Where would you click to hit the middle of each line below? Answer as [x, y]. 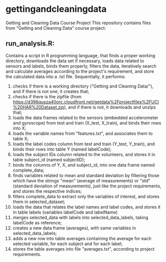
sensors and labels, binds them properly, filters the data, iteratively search [81, 66]
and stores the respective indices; [47, 191]
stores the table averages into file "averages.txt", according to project [83, 249]
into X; [20, 128]
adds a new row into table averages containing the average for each [82, 238]
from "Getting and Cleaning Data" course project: [56, 28]
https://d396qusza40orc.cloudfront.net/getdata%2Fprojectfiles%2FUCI [86, 102]
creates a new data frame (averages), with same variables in [74, 228]
